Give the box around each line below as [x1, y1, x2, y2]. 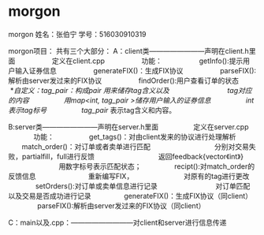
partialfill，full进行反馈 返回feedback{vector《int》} [21, 151, 244, 161]
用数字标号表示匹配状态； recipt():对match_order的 [58, 161, 255, 171]
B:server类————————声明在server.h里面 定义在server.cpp [8, 121, 250, 132]
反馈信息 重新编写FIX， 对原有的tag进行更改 [8, 171, 250, 181]
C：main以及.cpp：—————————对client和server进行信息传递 [8, 218, 227, 227]
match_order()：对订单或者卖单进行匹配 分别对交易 [21, 141, 250, 151]
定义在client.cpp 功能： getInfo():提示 [51, 56, 244, 65]
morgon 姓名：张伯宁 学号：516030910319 [8, 29, 147, 39]
